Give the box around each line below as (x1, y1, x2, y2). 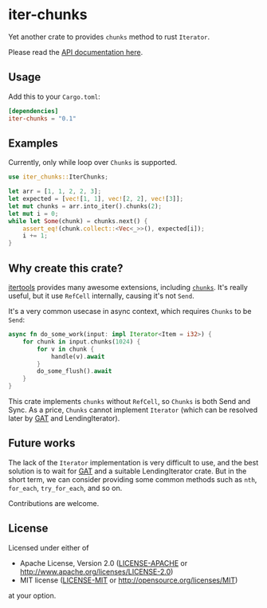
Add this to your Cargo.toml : (8, 92, 101, 101)
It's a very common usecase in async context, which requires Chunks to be (8, 307, 252, 316)
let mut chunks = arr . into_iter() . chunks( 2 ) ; (8, 202, 162, 210)
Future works (8, 437, 76, 450)
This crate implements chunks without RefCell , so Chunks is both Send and (8, 397, 251, 406)
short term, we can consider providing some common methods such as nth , (8, 474, 257, 484)
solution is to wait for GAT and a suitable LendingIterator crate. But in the (8, 466, 247, 476)
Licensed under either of (8, 543, 89, 552)
